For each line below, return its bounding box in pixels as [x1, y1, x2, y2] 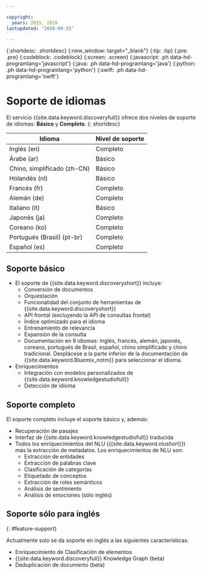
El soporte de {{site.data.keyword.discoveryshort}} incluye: [14, 279, 163, 287]
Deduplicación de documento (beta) [14, 561, 106, 568]
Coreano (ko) [9, 223, 47, 232]
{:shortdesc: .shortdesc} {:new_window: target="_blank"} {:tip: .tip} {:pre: [6, 47, 188, 54]
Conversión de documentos [24, 286, 93, 293]
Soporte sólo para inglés [6, 509, 100, 519]
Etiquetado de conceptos [24, 472, 87, 479]
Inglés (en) [9, 145, 40, 153]
